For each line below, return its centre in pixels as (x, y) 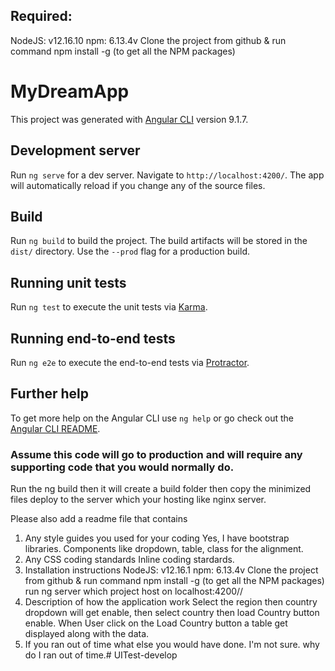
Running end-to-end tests (93, 338)
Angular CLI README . (55, 428)
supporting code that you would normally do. (122, 467)
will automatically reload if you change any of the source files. (138, 185)
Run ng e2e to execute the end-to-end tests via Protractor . (130, 362)
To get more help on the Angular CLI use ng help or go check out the (152, 418)
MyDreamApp (70, 91)
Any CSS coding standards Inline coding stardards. (129, 560)
